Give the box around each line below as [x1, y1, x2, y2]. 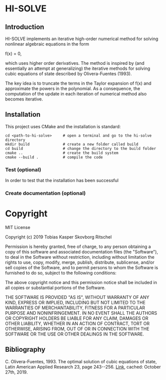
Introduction [5, 23, 45, 31]
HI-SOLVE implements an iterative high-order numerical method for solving [5, 36, 159, 42]
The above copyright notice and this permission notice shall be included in [5, 279, 157, 285]
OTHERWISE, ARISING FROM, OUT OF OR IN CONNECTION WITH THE [5, 326, 150, 332]
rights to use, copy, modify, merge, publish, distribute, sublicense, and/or [5, 259, 155, 265]
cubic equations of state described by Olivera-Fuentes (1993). [5, 71, 132, 77]
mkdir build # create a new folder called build [5, 142, 139, 146]
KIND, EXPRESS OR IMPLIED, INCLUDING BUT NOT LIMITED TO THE [5, 299, 146, 305]
